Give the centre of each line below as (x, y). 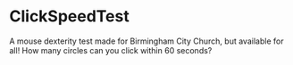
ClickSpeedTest (69, 16)
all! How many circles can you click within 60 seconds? (111, 50)
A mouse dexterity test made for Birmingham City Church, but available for (146, 41)
